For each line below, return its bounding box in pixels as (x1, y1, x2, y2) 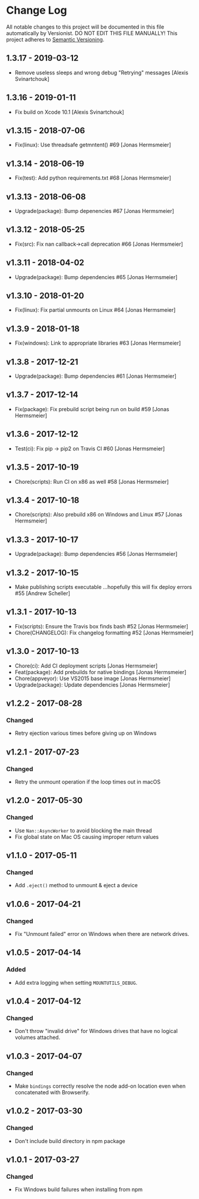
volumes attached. (14, 1034, 61, 1041)
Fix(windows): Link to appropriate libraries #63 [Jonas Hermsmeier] (14, 340, 181, 347)
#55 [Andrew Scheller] (14, 590, 70, 597)
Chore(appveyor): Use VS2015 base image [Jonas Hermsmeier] (14, 675, 171, 682)
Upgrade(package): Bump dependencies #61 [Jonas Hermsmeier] (14, 372, 177, 380)
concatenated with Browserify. (14, 1089, 90, 1096)
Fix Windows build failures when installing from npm (14, 1186, 143, 1193)
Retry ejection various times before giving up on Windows (14, 730, 157, 737)
